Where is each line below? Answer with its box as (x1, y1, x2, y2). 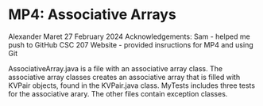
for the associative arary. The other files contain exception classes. (8, 89, 228, 98)
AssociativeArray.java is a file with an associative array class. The (8, 63, 223, 73)
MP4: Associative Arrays (8, 6, 176, 24)
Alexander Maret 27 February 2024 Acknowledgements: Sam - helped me (8, 32, 250, 41)
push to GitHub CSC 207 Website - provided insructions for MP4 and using (8, 40, 253, 49)
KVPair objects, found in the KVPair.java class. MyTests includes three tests (8, 81, 256, 90)
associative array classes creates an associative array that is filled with (8, 72, 241, 81)
